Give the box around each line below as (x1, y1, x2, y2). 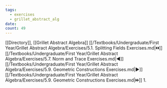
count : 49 (5, 26, 26, 31)
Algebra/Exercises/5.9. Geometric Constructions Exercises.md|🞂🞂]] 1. (5, 77, 147, 83)
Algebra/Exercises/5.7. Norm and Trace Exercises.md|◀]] (5, 56, 124, 62)
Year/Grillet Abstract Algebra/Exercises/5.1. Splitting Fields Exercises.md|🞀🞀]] (5, 45, 163, 51)
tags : (5, 7, 17, 12)
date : (5, 21, 17, 26)
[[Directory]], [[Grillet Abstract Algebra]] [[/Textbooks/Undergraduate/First (5, 39, 159, 45)
